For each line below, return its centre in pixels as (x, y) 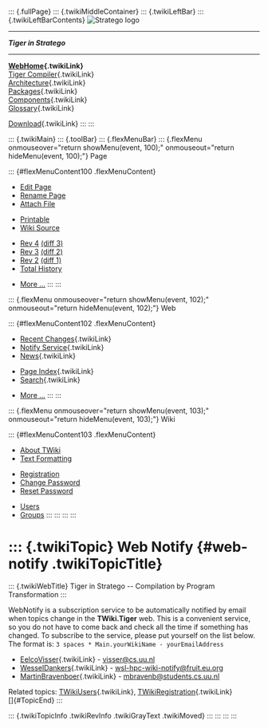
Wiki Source (39, 228)
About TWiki (40, 450)
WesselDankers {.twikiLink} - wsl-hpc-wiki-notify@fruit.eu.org (121, 667)
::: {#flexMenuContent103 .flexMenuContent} (82, 435)
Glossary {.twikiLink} (41, 108)
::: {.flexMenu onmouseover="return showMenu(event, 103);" (109, 411)
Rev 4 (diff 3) (41, 243)
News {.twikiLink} (48, 356)
